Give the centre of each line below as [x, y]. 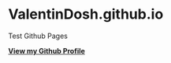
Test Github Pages [38, 36]
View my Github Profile [46, 51]
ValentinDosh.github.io [86, 14]
